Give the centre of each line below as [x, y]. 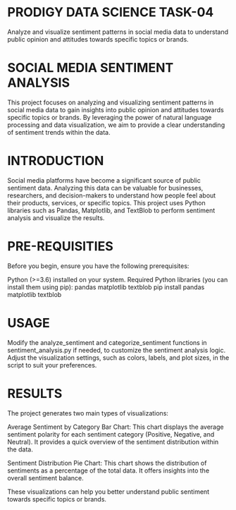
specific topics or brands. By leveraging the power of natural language [110, 117]
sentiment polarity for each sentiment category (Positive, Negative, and [111, 434]
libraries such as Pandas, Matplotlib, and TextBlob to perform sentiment [111, 210]
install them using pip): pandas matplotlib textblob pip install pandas [106, 287]
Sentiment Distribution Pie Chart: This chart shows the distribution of [107, 463]
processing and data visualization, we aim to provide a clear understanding [116, 125]
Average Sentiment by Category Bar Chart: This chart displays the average [116, 427]
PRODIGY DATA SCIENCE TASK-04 [111, 12]
